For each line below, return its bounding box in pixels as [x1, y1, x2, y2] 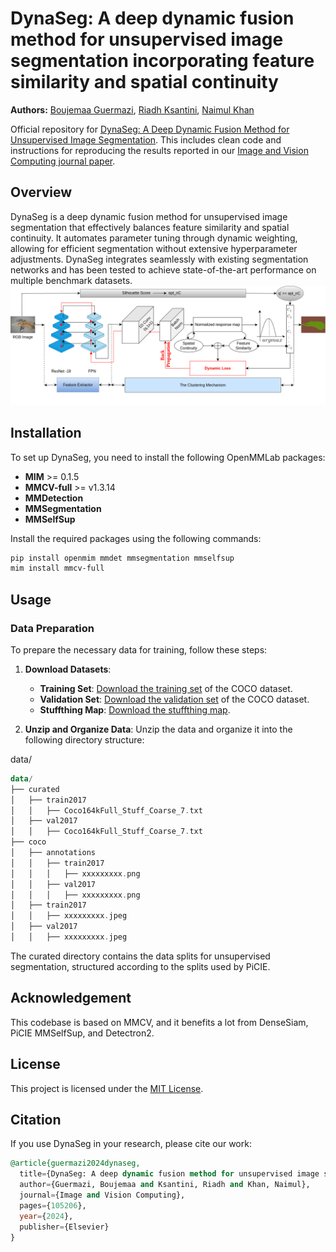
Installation [10, 425, 82, 442]
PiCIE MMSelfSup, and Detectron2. [10, 1027, 155, 1039]
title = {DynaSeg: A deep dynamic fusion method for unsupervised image [19, 1169, 320, 1179]
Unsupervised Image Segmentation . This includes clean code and [10, 133, 282, 146]
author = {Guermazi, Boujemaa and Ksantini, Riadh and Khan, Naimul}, [19, 1180, 311, 1190]
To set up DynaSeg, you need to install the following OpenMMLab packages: [10, 451, 326, 463]
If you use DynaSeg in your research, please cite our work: [10, 1138, 252, 1150]
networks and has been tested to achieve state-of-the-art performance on [10, 263, 317, 276]
